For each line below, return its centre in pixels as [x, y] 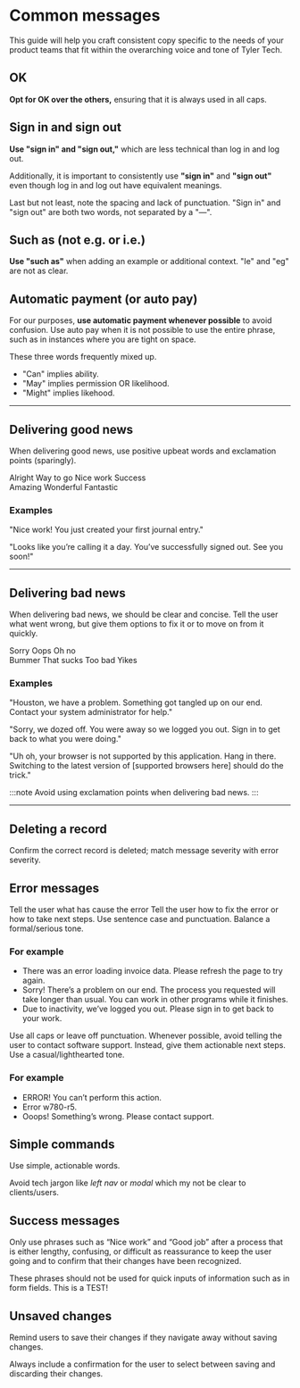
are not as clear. [39, 271]
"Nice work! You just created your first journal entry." [106, 530]
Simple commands [62, 1145]
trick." [20, 775]
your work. [42, 1018]
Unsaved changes [61, 1316]
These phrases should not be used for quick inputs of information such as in [150, 1278]
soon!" [21, 557]
